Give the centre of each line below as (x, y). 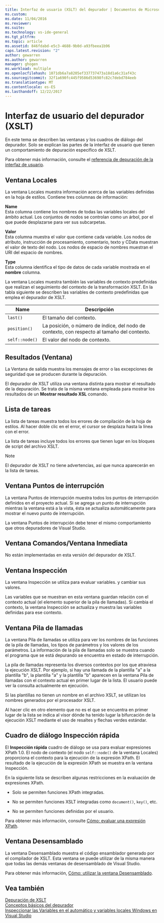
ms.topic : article (24, 42)
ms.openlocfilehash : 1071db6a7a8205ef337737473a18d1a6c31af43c (71, 73)
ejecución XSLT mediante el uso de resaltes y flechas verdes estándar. (76, 720)
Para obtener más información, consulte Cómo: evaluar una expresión (75, 821)
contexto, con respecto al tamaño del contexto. (96, 332)
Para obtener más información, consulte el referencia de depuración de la (79, 160)
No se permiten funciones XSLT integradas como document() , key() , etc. (85, 802)
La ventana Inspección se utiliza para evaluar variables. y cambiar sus (75, 582)
